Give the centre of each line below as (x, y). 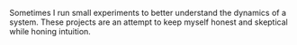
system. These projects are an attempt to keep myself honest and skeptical (148, 22)
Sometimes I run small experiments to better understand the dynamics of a (148, 13)
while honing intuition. (50, 31)
